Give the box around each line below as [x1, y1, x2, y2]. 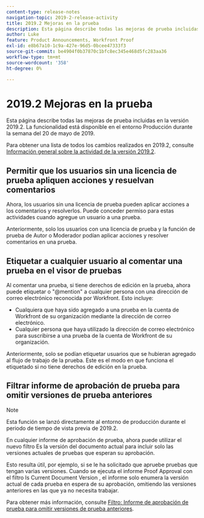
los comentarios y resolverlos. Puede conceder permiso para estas [6, 207, 174, 214]
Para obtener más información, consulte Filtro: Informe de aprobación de [6, 499, 189, 506]
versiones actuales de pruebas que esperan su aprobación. [6, 449, 155, 456]
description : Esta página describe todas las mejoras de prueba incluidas [6, 26, 200, 32]
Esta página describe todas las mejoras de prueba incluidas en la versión [6, 117, 189, 124]
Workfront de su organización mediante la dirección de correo [15, 312, 171, 319]
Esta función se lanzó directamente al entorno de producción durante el [6, 418, 186, 425]
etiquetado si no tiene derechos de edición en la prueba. [6, 363, 148, 370]
